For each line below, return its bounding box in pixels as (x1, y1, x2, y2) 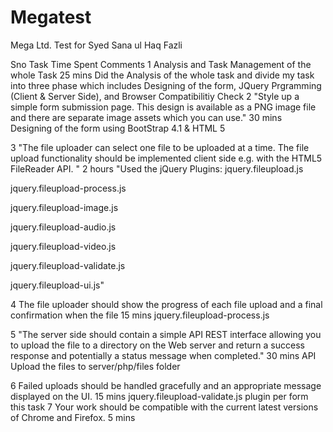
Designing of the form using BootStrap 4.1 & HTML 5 (10, 122, 226, 134)
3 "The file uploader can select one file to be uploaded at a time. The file (10, 141, 310, 153)
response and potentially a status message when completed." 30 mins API (10, 349, 317, 361)
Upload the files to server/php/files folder (10, 360, 181, 372)
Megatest (10, 6, 92, 29)
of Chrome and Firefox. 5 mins (10, 411, 136, 423)
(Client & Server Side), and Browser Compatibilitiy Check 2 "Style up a (10, 90, 300, 102)
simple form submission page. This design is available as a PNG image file (10, 101, 317, 113)
